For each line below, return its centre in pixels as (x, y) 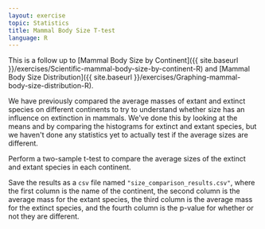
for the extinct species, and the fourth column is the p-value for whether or (131, 208)
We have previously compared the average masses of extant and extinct (127, 101)
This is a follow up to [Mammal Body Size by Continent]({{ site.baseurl (123, 60)
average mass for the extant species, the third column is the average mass (131, 200)
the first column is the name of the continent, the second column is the (124, 191)
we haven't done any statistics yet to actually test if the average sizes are (128, 135)
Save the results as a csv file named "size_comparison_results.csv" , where (132, 183)
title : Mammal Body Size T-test (62, 30)
